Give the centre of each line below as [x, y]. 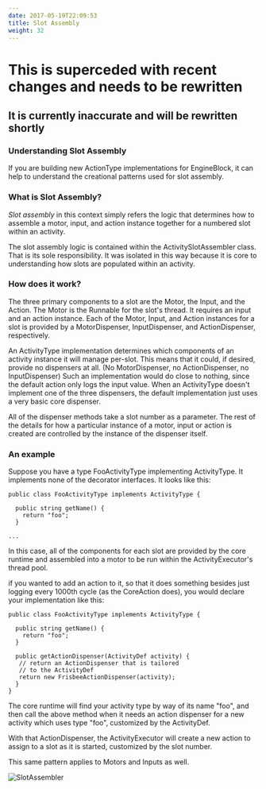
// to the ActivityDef [56, 671]
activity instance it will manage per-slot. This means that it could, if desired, [132, 359]
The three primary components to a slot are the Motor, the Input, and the [127, 301]
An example [32, 454]
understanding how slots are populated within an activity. [102, 264]
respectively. [29, 335]
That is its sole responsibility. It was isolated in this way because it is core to [133, 255]
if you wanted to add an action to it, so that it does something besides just [129, 583]
